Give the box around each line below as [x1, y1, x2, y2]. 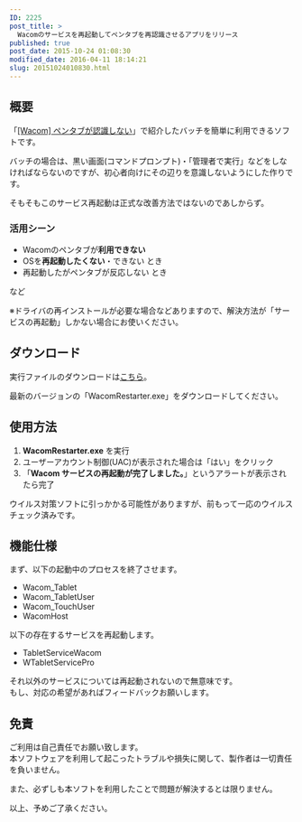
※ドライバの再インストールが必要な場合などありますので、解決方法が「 [9, 304, 275, 316]
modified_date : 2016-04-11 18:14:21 [9, 55, 147, 64]
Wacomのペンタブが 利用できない [22, 244, 146, 255]
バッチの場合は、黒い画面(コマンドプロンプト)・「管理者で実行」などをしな [9, 155, 288, 166]
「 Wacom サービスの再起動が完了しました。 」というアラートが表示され [22, 467, 287, 479]
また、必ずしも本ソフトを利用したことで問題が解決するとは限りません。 [9, 783, 278, 795]
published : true [9, 38, 70, 48]
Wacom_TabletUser [22, 592, 95, 602]
